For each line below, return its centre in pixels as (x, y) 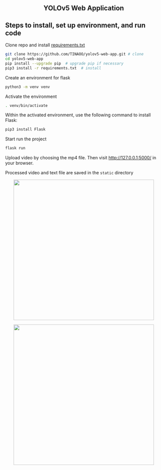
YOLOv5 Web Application (84, 8)
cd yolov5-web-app (24, 59)
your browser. (19, 163)
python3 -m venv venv (28, 87)
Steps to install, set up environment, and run (75, 25)
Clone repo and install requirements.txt (45, 45)
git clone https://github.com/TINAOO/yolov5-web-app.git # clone (74, 54)
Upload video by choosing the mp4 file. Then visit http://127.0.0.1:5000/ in (81, 158)
